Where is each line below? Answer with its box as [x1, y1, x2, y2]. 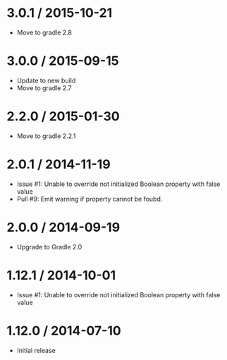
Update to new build [16, 76, 76, 85]
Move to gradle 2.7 [16, 83, 72, 92]
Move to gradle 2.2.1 [16, 132, 76, 140]
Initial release [16, 346, 56, 354]
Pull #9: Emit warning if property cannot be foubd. [16, 194, 163, 203]
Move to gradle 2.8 [16, 28, 72, 37]
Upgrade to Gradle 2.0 [16, 242, 82, 251]
